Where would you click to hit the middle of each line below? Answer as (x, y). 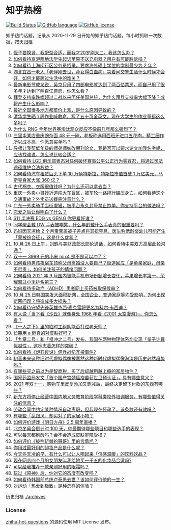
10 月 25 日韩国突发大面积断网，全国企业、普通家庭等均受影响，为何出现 (89, 295)
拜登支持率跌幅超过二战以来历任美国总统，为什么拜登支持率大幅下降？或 (89, 97)
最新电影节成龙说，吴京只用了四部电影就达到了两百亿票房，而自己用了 (87, 84)
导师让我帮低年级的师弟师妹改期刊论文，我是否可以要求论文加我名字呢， (89, 148)
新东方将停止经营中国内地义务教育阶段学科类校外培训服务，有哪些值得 (87, 396)
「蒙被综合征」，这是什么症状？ (46, 237)
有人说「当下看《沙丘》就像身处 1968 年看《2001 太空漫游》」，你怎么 (85, 313)
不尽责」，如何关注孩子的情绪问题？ (50, 269)
